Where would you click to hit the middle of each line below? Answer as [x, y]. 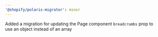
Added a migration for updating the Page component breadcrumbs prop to [79, 24]
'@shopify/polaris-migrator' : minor [43, 10]
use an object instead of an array [39, 29]
